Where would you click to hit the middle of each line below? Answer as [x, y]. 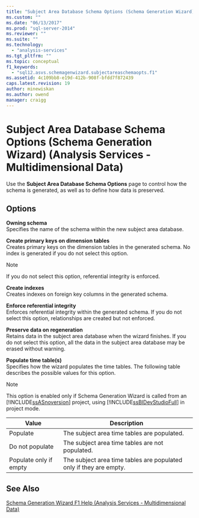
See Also [23, 489]
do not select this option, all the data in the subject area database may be [96, 343]
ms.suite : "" [22, 39]
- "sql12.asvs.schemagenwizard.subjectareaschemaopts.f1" [85, 72]
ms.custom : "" [24, 17]
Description [126, 424]
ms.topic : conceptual [33, 61]
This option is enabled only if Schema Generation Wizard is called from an [97, 396]
